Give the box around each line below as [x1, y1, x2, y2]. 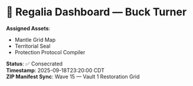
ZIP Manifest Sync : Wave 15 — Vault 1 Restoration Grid [6, 73, 140, 80]
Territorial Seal [14, 42, 51, 49]
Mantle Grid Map [14, 36, 56, 43]
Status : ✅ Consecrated [6, 60, 63, 67]
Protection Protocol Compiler [14, 48, 86, 55]
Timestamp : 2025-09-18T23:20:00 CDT [6, 67, 105, 74]
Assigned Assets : [6, 25, 51, 32]
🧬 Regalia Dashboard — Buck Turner [6, 5, 187, 19]
